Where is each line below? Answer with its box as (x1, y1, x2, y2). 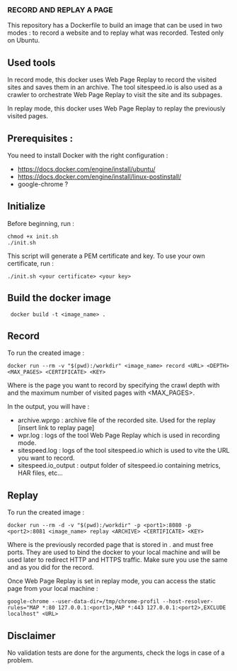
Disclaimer (7, 629, 56, 642)
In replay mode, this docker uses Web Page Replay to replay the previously (7, 104, 226, 113)
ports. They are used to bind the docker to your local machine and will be (7, 548, 221, 557)
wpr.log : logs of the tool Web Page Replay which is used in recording (17, 431, 221, 440)
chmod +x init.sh (7, 232, 59, 240)
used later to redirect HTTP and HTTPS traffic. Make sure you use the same (7, 556, 228, 564)
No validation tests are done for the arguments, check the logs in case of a (7, 648, 225, 657)
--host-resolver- (162, 598, 214, 605)
